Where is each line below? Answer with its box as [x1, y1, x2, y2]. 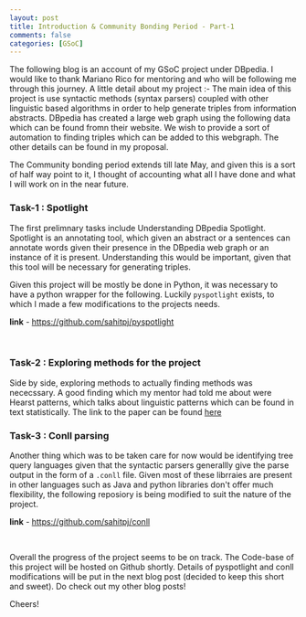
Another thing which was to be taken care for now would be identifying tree [9, 450, 294, 462]
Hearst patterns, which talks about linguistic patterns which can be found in [9, 397, 295, 408]
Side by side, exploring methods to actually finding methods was [9, 377, 253, 388]
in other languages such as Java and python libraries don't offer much [9, 479, 274, 490]
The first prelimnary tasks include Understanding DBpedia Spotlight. [9, 222, 267, 233]
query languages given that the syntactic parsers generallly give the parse [9, 460, 290, 471]
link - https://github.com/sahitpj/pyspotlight [9, 316, 174, 327]
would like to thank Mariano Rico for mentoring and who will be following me [9, 74, 297, 85]
